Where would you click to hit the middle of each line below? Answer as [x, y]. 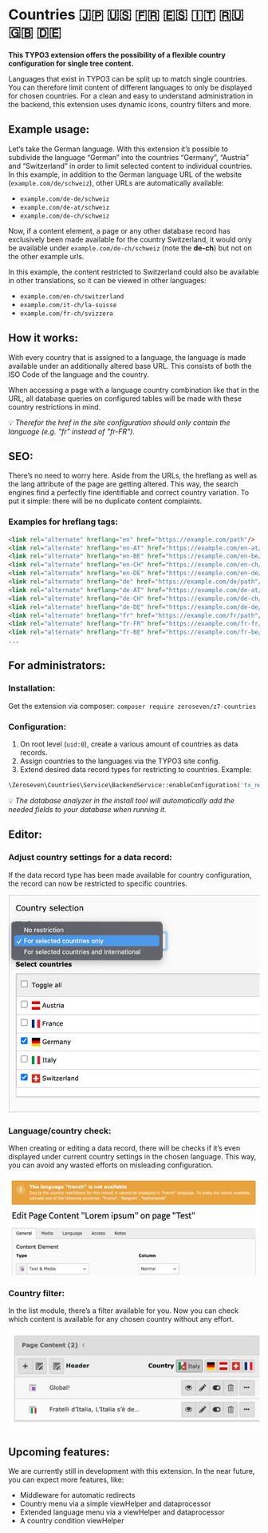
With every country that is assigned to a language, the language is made [127, 357]
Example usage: [49, 130]
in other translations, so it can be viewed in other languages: [108, 280]
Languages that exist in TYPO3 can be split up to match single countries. [128, 78]
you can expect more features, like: [66, 1480]
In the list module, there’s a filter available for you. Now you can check [124, 1311]
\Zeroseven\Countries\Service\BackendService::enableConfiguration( [124, 786]
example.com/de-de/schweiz [65, 199]
